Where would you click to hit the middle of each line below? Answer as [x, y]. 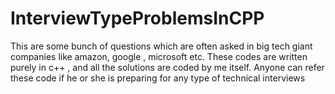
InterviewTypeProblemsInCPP [137, 18]
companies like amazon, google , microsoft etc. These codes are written [159, 56]
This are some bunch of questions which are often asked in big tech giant [161, 46]
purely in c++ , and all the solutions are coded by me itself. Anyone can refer [167, 67]
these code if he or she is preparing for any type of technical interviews [158, 78]
